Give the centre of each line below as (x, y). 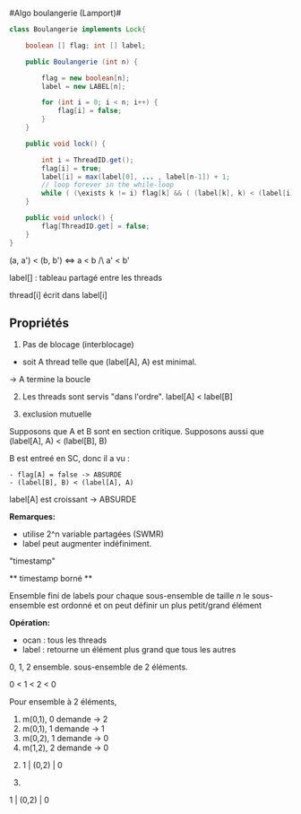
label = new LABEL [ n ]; (84, 86)
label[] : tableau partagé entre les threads (86, 277)
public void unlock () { (70, 218)
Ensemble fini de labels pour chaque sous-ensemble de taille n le (130, 596)
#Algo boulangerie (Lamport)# (65, 13)
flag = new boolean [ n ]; (86, 78)
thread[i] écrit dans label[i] (58, 294)
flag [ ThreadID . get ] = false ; (96, 226)
